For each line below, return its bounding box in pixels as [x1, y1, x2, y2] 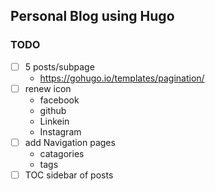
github [39, 104, 67, 116]
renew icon [24, 82, 72, 94]
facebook [39, 94, 80, 106]
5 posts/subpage [24, 60, 95, 73]
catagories [39, 147, 85, 159]
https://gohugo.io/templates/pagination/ [39, 72, 205, 84]
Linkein [39, 115, 70, 127]
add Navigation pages [24, 136, 116, 148]
